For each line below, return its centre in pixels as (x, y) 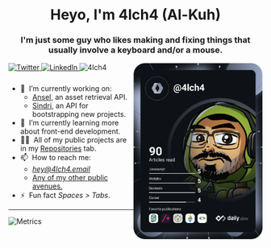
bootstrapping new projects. (79, 114)
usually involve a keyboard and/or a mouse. (135, 50)
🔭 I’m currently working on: (66, 89)
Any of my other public (70, 178)
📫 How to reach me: (55, 158)
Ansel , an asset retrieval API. (79, 97)
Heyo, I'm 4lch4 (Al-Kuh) (135, 15)
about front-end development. (70, 131)
